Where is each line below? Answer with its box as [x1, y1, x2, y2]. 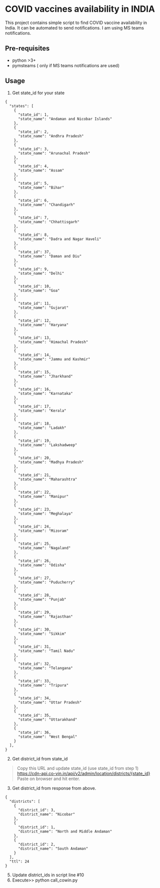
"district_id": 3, [18, 808, 56, 812]
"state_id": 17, [18, 404, 51, 409]
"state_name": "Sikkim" [18, 631, 67, 636]
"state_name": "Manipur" [18, 494, 69, 499]
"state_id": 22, [18, 489, 51, 495]
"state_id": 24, [18, 524, 51, 529]
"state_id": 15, [18, 369, 51, 375]
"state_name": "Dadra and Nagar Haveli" [18, 236, 101, 241]
